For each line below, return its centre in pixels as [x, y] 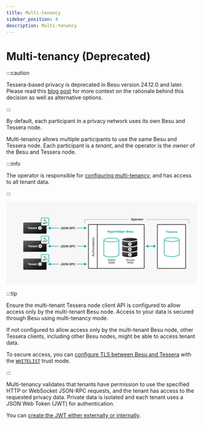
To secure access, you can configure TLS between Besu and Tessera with [99, 354]
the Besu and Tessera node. [42, 152]
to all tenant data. [28, 182]
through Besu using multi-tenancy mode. [57, 318]
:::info [13, 164]
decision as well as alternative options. [55, 97]
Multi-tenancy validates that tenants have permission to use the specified [98, 384]
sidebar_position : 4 [32, 19]
